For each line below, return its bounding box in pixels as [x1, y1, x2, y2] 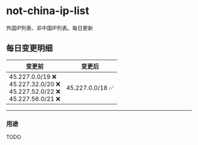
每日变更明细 [6, 43, 53, 54]
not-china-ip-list [6, 4, 90, 18]
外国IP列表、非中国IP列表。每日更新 [6, 24, 93, 31]
